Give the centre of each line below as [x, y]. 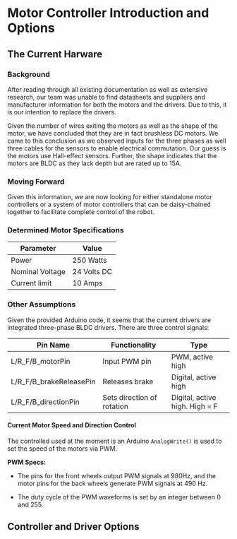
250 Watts [90, 261]
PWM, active [193, 357]
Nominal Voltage [38, 272]
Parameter [38, 249]
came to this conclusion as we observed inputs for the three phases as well [117, 141]
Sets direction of [130, 397]
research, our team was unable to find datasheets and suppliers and [107, 97]
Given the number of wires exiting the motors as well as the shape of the [113, 126]
